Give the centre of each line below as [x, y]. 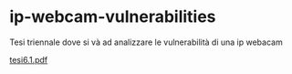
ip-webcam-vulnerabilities [113, 17]
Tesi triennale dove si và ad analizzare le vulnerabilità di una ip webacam [146, 42]
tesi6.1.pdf [29, 59]
